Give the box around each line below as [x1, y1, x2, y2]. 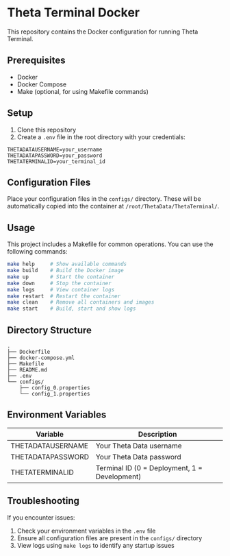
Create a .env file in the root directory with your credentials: [16, 132, 186, 141]
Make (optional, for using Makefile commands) [16, 87, 149, 95]
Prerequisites [7, 55, 66, 67]
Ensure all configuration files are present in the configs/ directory [16, 533, 203, 542]
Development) [95, 472, 142, 481]
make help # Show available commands [7, 261, 127, 268]
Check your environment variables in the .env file [16, 527, 156, 535]
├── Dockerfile [7, 348, 51, 355]
